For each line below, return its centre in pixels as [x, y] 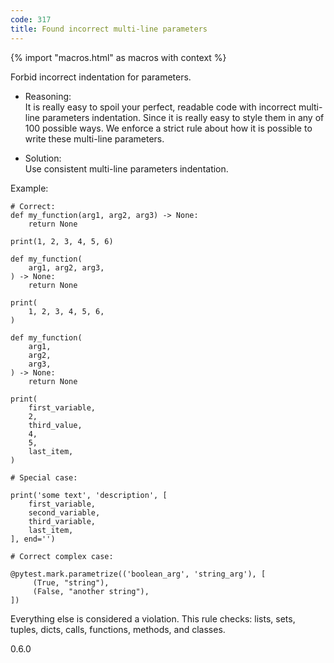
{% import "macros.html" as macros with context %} [118, 57]
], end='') [33, 539]
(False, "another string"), [91, 591]
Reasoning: [48, 96]
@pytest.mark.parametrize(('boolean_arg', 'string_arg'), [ [138, 574]
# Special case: [44, 477]
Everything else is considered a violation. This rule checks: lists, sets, [153, 618]
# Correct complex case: [62, 556]
